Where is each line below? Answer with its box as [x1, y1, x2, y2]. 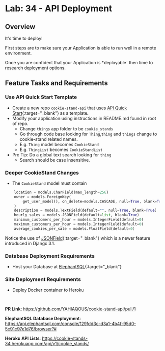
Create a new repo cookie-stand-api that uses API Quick [12, 105, 127, 111]
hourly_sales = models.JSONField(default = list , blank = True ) [14, 213, 139, 218]
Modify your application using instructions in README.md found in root [12, 115, 156, 121]
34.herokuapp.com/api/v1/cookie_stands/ [5, 341, 89, 347]
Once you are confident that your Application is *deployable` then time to [5, 60, 153, 65]
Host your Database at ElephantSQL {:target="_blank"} [12, 264, 122, 270]
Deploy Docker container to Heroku [12, 287, 84, 293]
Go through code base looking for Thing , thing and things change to [19, 131, 157, 137]
